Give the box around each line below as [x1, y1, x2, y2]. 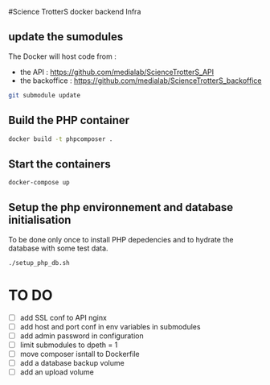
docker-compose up [8, 179, 70, 187]
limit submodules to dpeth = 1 [19, 340, 118, 350]
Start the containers [8, 157, 111, 171]
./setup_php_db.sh [8, 259, 70, 267]
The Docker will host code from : [8, 52, 117, 61]
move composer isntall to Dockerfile [19, 349, 140, 358]
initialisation [8, 213, 72, 227]
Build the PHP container [8, 114, 130, 127]
